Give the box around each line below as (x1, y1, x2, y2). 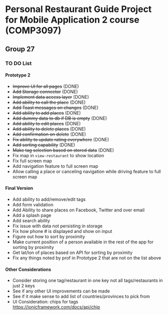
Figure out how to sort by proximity (12, 233, 85, 239)
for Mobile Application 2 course (5, 14, 139, 26)
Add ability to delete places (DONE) (12, 126, 86, 132)
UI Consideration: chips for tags (12, 299, 79, 305)
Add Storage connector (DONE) (12, 89, 78, 95)
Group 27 (5, 45, 35, 53)
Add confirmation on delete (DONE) (12, 131, 86, 137)
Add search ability (12, 217, 50, 223)
